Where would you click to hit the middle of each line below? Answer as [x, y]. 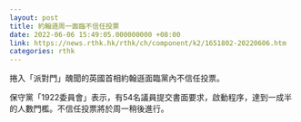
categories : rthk [42, 52]
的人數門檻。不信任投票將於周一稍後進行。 [89, 108]
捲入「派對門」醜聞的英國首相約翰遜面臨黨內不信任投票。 [117, 79]
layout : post [34, 18]
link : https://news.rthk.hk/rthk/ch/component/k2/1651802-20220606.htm [148, 43]
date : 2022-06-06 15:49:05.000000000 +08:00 [95, 34]
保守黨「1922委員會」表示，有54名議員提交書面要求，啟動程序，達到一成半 [151, 98]
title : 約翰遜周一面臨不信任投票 [65, 26]
